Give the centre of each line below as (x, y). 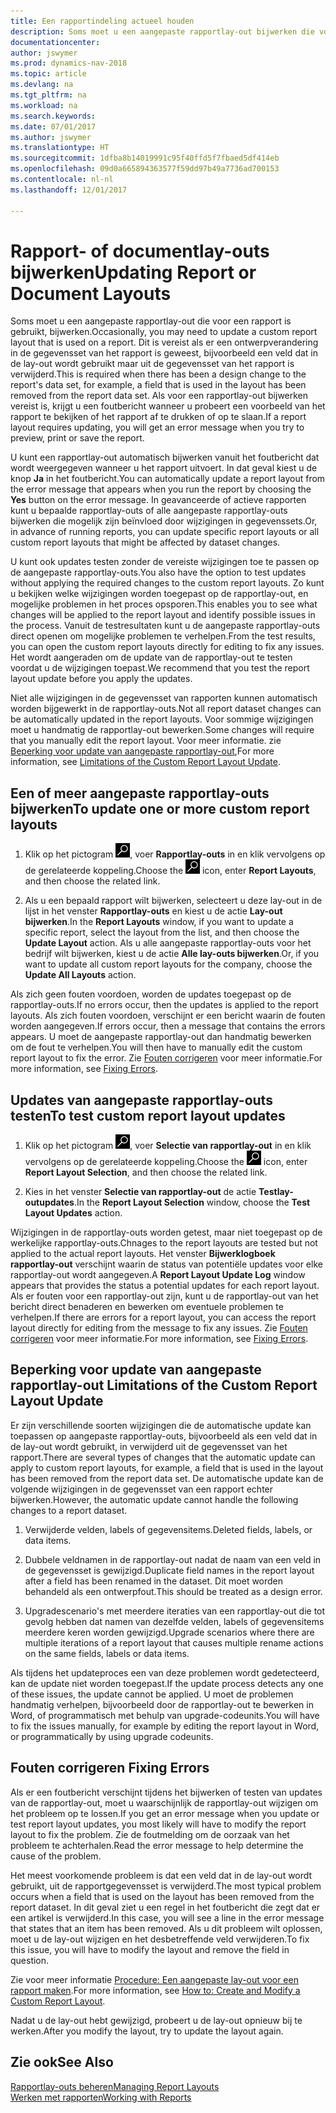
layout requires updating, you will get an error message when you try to (157, 427)
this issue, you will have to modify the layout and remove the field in (150, 1949)
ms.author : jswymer (51, 137)
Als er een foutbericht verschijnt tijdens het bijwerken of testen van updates (166, 1792)
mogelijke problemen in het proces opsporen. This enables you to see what (164, 604)
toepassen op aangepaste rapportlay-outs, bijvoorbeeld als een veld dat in (164, 1436)
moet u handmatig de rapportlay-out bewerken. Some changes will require (162, 730)
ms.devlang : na (42, 85)
